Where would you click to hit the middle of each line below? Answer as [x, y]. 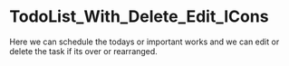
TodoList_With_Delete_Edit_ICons [139, 17]
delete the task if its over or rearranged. [84, 51]
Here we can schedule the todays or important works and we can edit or [144, 42]
